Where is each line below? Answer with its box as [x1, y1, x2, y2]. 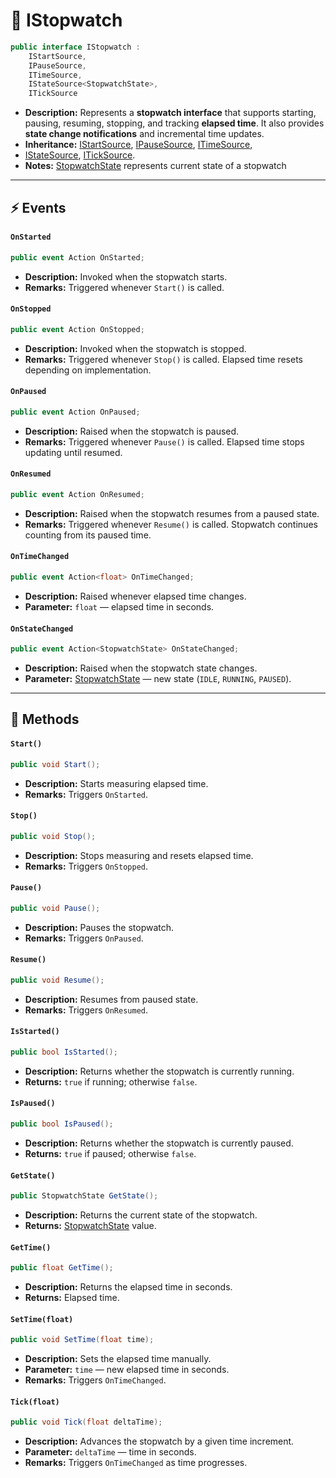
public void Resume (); [10, 975, 105, 985]
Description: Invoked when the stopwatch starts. [24, 270, 228, 283]
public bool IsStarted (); [10, 1047, 118, 1057]
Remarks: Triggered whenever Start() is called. [24, 281, 225, 293]
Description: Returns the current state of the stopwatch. [24, 1209, 258, 1221]
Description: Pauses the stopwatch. [24, 921, 175, 933]
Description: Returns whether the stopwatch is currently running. [24, 1065, 295, 1077]
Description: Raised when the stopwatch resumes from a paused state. [24, 507, 320, 519]
